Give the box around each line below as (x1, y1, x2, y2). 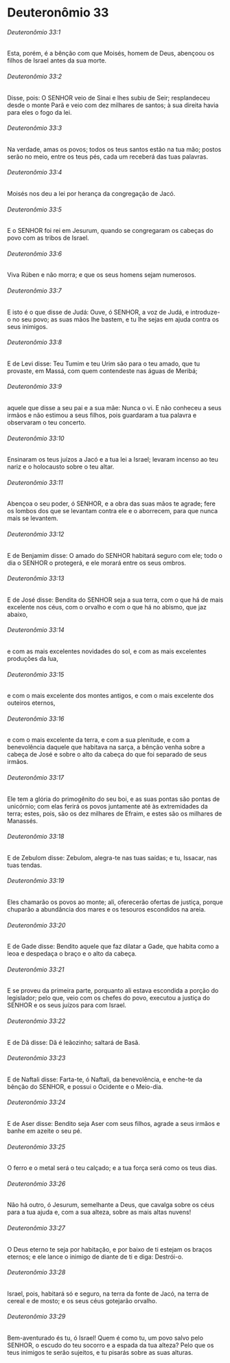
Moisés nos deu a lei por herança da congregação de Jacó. (7, 190, 176, 197)
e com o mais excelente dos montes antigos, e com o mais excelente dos (7, 692, 214, 700)
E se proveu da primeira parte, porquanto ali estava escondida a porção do (7, 987, 219, 995)
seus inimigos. (7, 322, 48, 330)
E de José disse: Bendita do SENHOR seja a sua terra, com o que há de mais (7, 596, 224, 604)
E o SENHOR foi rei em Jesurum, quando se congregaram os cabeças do (7, 227, 214, 235)
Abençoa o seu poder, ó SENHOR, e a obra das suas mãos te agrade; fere (7, 499, 216, 508)
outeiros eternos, (7, 699, 56, 707)
